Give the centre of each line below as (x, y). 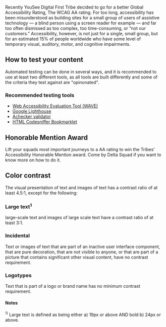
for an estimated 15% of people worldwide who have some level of (73, 39)
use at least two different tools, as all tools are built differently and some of (81, 77)
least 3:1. (14, 223)
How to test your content (44, 60)
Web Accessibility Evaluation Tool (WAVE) (55, 106)
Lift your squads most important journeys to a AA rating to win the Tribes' (80, 149)
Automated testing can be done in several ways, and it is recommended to (81, 72)
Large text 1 (19, 206)
